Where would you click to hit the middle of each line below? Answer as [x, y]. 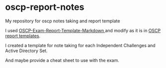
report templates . [23, 36]
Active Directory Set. [26, 51]
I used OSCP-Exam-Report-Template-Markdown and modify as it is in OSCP [83, 30]
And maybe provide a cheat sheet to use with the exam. [62, 60]
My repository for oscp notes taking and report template [63, 21]
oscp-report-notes [45, 7]
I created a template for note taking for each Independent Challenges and [80, 45]
